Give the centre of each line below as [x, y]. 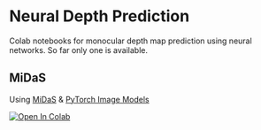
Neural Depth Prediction [100, 16]
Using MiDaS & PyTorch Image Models [79, 99]
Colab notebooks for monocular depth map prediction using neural [130, 41]
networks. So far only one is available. [79, 50]
